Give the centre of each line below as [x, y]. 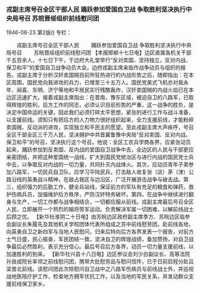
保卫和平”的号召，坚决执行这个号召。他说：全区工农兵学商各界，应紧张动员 [99, 142]
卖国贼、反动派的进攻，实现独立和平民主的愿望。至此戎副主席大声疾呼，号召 [100, 127]
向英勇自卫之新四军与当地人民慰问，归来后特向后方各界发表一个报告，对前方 [100, 232]
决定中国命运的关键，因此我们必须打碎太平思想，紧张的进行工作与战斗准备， [100, 112]
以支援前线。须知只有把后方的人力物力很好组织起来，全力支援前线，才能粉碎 [100, 120]
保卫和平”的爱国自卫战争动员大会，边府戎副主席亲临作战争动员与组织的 [93, 67]
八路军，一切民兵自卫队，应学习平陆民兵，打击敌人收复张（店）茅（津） [100, 172]
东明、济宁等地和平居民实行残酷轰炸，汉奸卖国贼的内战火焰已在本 [113, 90]
